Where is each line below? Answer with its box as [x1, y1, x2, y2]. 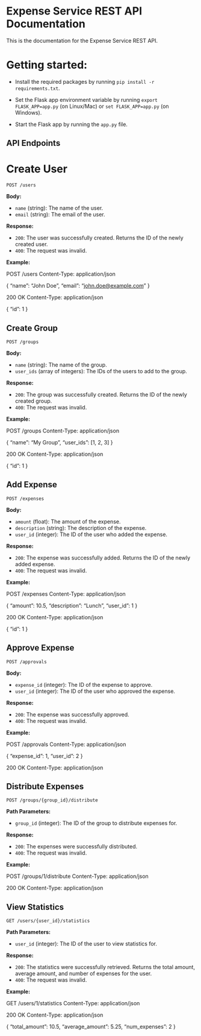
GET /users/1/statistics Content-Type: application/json [6, 1000, 140, 1007]
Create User [6, 162, 68, 176]
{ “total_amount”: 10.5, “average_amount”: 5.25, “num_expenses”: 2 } [6, 1023, 176, 1031]
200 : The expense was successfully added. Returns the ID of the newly [14, 554, 191, 561]
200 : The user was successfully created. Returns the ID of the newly [14, 234, 184, 242]
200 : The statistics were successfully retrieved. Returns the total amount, [14, 964, 196, 971]
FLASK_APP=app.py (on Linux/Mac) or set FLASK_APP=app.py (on [14, 103, 170, 110]
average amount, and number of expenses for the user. [14, 970, 152, 978]
